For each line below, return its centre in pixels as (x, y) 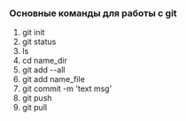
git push (37, 98)
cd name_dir (45, 61)
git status (39, 42)
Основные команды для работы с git (93, 13)
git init (33, 33)
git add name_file (54, 79)
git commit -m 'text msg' (67, 89)
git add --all (43, 70)
